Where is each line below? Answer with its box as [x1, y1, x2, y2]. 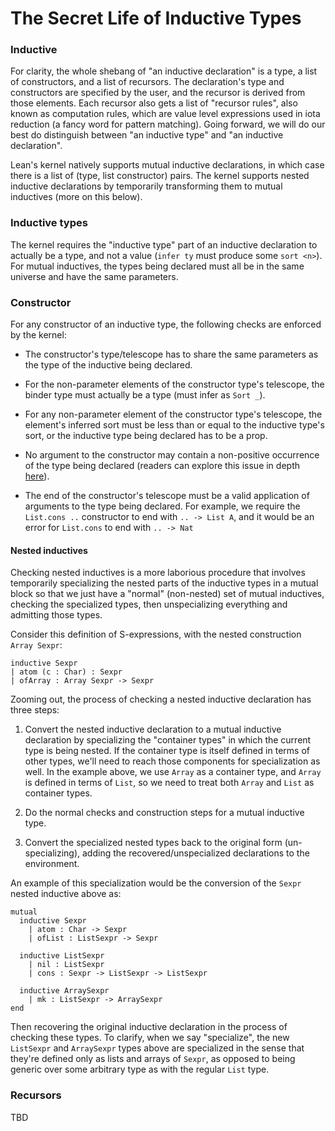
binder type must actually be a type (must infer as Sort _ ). [24, 389, 266, 401]
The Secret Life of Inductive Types [10, 7, 302, 30]
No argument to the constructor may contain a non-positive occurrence [24, 449, 320, 461]
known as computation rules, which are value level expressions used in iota [10, 108, 321, 120]
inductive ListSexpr [19, 951, 105, 961]
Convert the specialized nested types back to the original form [24, 837, 283, 849]
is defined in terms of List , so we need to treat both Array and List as [24, 777, 315, 789]
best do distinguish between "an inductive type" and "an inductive [10, 129, 284, 141]
